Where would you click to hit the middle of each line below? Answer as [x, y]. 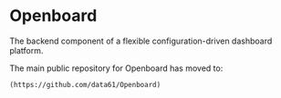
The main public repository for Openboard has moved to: [116, 68]
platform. [26, 50]
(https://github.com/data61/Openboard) [85, 84]
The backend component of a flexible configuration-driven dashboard [141, 41]
